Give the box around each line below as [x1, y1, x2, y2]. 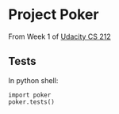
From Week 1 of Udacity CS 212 [8, 32, 111, 41]
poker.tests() [8, 97, 56, 106]
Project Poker [8, 6, 99, 24]
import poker [8, 91, 52, 99]
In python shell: [8, 75, 59, 85]
